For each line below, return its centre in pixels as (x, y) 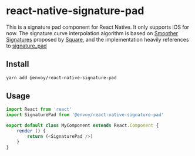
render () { (31, 131)
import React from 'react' (39, 110)
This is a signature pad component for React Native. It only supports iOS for (98, 27)
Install (18, 64)
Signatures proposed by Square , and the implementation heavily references (97, 39)
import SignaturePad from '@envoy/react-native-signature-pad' (85, 115)
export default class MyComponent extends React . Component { (83, 126)
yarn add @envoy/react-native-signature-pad (61, 77)
